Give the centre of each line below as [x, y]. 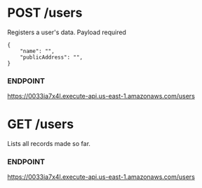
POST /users [45, 13]
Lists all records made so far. [49, 144]
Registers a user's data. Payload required [67, 32]
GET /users [41, 124]
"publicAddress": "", [51, 57]
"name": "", [37, 51]
